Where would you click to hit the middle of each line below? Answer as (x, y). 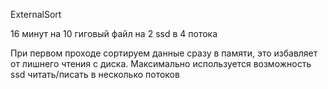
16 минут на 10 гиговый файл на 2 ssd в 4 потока (114, 33)
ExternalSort (36, 14)
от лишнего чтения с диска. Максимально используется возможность (161, 63)
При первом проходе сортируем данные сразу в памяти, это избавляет (164, 53)
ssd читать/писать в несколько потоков (95, 74)
